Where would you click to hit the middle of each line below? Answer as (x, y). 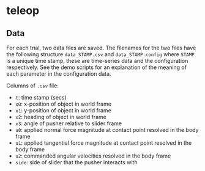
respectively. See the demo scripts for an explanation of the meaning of (97, 67)
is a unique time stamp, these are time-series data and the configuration (97, 61)
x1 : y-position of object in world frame (63, 110)
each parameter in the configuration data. (59, 74)
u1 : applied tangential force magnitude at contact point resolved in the (103, 143)
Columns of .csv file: (33, 85)
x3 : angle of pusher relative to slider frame (69, 123)
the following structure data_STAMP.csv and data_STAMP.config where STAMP (100, 54)
